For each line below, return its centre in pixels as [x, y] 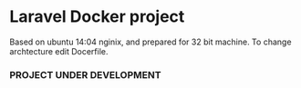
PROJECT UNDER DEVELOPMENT [85, 74]
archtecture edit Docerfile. [59, 51]
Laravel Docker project [97, 17]
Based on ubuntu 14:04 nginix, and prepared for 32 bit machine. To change [150, 42]
